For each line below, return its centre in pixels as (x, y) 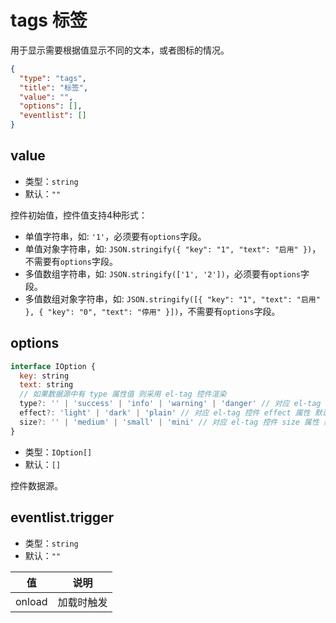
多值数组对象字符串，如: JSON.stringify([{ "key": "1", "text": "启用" (172, 298)
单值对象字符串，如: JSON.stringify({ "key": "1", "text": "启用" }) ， (173, 248)
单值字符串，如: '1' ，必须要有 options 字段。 (115, 236)
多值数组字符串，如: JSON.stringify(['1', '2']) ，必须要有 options (163, 273)
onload (31, 601)
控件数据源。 (36, 485)
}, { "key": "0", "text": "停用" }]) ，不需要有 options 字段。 (152, 311)
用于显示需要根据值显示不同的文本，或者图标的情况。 (120, 50)
